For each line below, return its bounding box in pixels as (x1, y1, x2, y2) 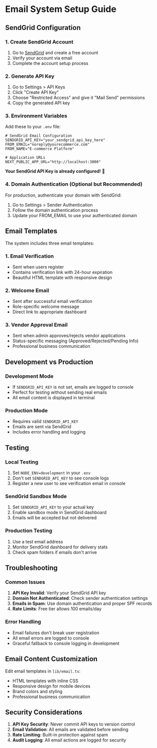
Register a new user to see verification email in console (12, 481, 126, 487)
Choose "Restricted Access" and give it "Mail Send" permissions (12, 95, 145, 101)
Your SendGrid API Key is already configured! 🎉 (5, 168, 105, 174)
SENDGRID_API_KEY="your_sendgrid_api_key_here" (5, 138, 106, 143)
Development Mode (5, 373, 54, 380)
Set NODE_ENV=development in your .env (12, 470, 91, 476)
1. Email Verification (5, 252, 54, 259)
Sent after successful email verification (12, 298, 93, 304)
